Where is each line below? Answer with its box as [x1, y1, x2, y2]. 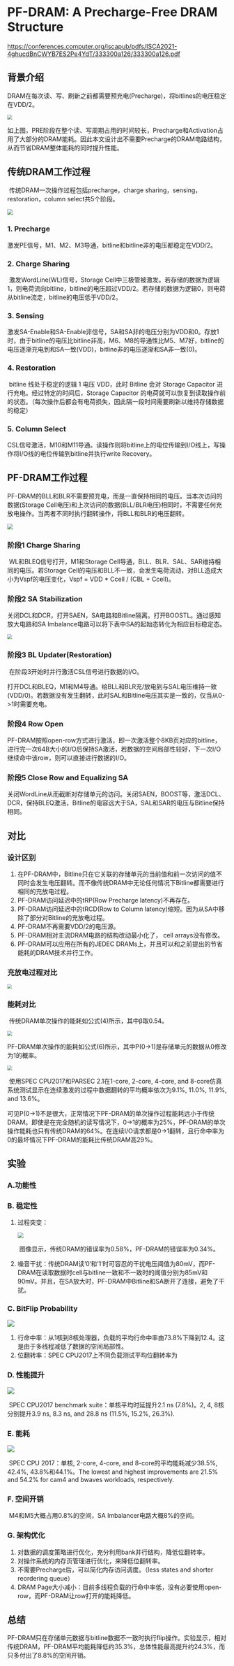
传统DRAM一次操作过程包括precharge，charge [8, 186, 144, 194]
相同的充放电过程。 [17, 887, 73, 896]
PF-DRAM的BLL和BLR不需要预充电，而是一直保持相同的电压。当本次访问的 [7, 491, 223, 500]
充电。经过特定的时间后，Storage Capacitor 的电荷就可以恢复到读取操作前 [13, 389, 226, 397]
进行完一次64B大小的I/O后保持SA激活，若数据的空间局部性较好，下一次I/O [7, 745, 221, 754]
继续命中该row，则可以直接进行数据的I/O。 [7, 754, 131, 762]
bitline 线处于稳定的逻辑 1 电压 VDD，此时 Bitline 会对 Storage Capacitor [8, 380, 215, 388]
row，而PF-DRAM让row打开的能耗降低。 [17, 1591, 135, 1600]
